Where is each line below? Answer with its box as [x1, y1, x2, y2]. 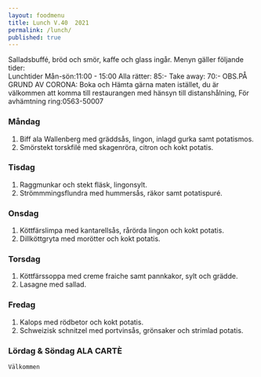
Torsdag [8, 254, 41, 265]
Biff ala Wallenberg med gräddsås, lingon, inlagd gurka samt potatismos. [19, 134, 255, 144]
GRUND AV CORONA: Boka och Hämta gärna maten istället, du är [8, 80, 219, 90]
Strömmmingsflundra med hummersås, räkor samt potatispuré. [19, 188, 223, 197]
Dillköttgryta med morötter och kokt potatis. [19, 234, 161, 243]
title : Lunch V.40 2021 [8, 19, 89, 27]
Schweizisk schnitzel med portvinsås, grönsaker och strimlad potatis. [19, 325, 244, 335]
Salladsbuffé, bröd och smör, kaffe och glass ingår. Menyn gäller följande [8, 55, 245, 64]
